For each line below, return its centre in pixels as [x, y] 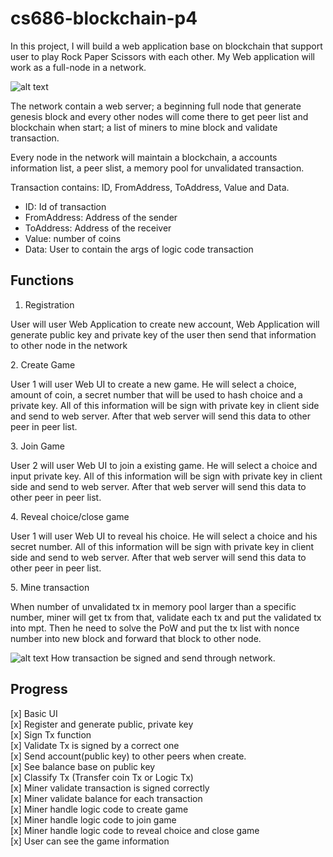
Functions [42, 280]
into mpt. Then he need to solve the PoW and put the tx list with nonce [155, 628]
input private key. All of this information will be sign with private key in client [166, 476]
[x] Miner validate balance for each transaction [106, 798]
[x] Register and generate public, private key [102, 724]
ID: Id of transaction [65, 206]
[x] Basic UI [34, 713]
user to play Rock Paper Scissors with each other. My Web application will [163, 56]
